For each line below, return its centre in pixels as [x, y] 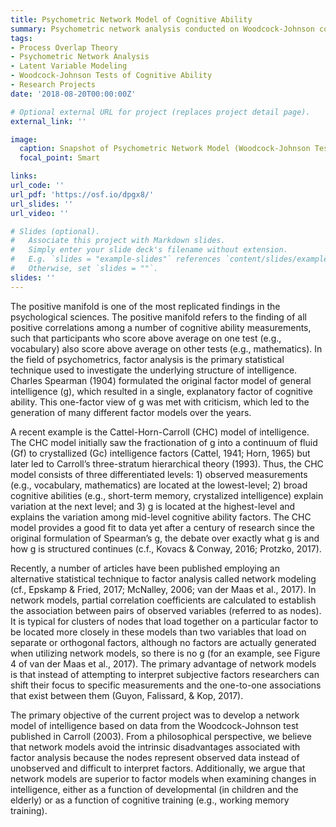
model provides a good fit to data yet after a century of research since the [162, 527]
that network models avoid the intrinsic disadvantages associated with [155, 747]
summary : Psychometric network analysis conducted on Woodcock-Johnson [162, 29]
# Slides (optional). [55, 231]
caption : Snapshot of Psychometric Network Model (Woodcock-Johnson [165, 149]
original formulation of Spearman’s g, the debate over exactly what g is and [165, 538]
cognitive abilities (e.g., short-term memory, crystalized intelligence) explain [167, 495]
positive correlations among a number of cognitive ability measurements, [161, 327]
